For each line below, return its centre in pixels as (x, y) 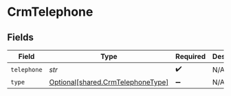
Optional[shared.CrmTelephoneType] (109, 82)
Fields (21, 37)
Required (190, 57)
